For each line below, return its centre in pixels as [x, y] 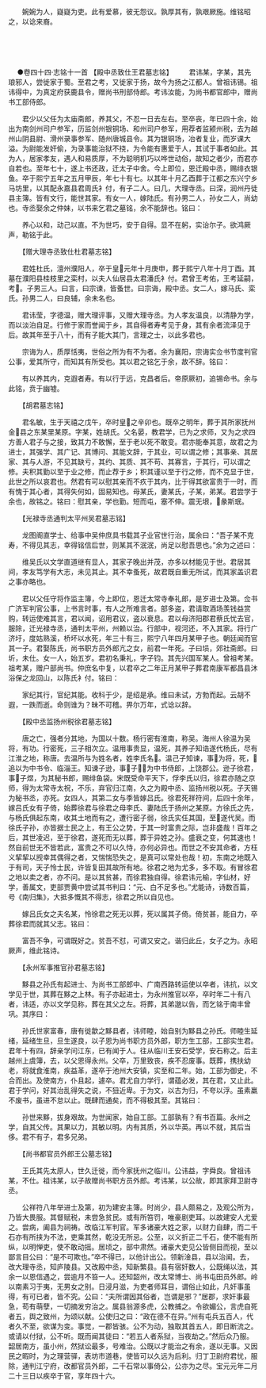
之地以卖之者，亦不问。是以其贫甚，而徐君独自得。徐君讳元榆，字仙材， [126, 877]
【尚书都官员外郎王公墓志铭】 [69, 1154]
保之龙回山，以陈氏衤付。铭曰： [67, 678]
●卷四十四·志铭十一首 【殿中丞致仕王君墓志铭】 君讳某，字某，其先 [134, 72]
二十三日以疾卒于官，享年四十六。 [64, 1376]
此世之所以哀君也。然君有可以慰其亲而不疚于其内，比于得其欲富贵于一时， [129, 481]
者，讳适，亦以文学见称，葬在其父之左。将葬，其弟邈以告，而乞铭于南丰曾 [129, 1004]
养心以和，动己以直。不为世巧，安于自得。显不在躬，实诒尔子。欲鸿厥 [136, 225]
